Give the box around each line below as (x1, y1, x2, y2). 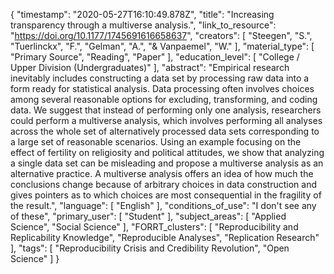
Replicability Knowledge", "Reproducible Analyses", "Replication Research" (10, 232, 320, 243)
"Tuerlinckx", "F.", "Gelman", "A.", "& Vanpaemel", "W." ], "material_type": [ (10, 40, 315, 52)
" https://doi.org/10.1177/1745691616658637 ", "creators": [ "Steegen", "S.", (10, 30, 313, 41)
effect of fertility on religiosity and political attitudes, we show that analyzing (10, 147, 325, 158)
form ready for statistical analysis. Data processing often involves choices (10, 83, 315, 94)
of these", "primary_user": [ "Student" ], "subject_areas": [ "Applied (10, 210, 287, 222)
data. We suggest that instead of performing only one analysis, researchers (10, 104, 322, 116)
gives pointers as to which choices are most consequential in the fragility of (10, 189, 322, 201)
